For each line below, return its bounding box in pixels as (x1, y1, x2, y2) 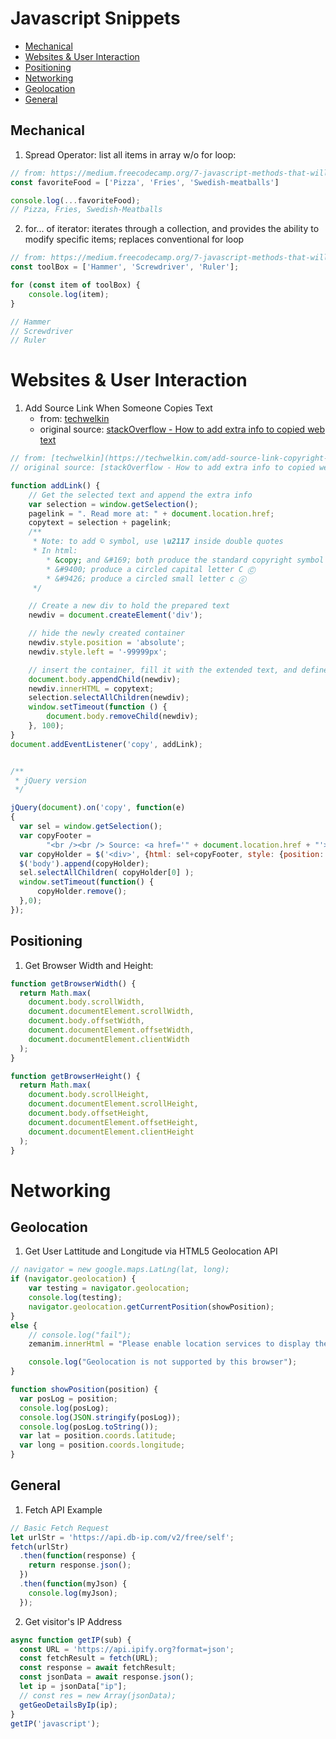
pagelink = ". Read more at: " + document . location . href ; (28, 508, 275, 519)
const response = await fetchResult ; (19, 1663, 177, 1673)
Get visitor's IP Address (24, 1615, 123, 1627)
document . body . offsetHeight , (28, 1108, 150, 1118)
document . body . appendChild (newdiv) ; (28, 674, 182, 684)
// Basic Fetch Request (10, 1523, 110, 1533)
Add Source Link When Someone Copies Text (24, 402, 213, 414)
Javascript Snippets (10, 7, 181, 30)
